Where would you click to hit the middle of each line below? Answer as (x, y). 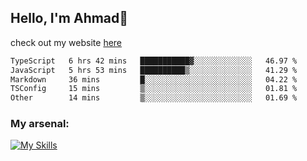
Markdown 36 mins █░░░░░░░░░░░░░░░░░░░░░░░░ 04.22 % (154, 79)
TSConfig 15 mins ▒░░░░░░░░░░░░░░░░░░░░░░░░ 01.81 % (154, 89)
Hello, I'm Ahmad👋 (69, 18)
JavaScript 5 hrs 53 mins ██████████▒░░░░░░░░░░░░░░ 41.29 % (154, 70)
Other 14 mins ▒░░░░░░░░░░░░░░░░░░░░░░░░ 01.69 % (154, 98)
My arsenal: (40, 124)
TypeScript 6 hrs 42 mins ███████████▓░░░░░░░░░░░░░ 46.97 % (154, 61)
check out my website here (66, 42)
